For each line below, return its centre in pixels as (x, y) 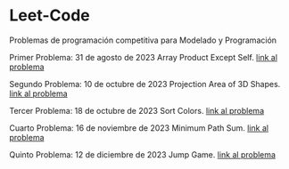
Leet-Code (50, 16)
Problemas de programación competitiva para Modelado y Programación (143, 40)
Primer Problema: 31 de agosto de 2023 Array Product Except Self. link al (144, 57)
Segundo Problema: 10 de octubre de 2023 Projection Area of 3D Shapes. (145, 84)
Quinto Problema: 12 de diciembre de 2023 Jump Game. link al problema (143, 154)
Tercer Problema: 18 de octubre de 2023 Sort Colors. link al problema (137, 110)
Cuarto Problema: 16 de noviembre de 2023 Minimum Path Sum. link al (139, 128)
